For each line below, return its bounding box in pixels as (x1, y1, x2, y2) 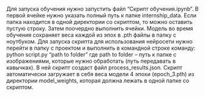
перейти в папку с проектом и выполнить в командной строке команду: (6, 44, 196, 52)
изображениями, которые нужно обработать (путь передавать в (6, 58, 176, 64)
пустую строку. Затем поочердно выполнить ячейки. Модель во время (6, 25, 193, 32)
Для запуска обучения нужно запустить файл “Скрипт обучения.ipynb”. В (6, 6, 199, 12)
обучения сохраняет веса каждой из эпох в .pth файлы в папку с (6, 31, 176, 39)
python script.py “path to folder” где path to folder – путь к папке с (6, 51, 177, 58)
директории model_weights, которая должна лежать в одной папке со (6, 77, 190, 84)
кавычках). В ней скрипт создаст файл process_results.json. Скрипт (6, 64, 182, 71)
